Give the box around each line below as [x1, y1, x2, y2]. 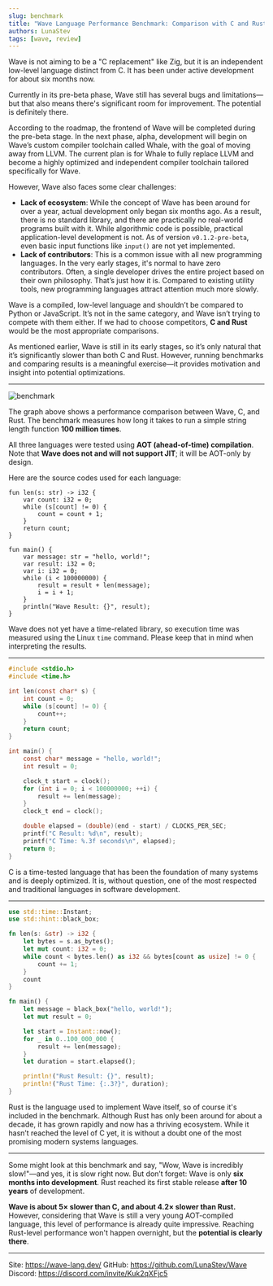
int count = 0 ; [23, 694, 75, 702]
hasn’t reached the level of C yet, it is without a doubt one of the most [8, 1128, 242, 1138]
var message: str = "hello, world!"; [23, 553, 151, 562]
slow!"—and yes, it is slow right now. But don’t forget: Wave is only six [8, 1169, 244, 1179]
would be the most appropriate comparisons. [8, 326, 159, 336]
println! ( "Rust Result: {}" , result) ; [23, 1072, 154, 1081]
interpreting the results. [8, 641, 87, 651]
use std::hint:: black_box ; [8, 915, 100, 924]
